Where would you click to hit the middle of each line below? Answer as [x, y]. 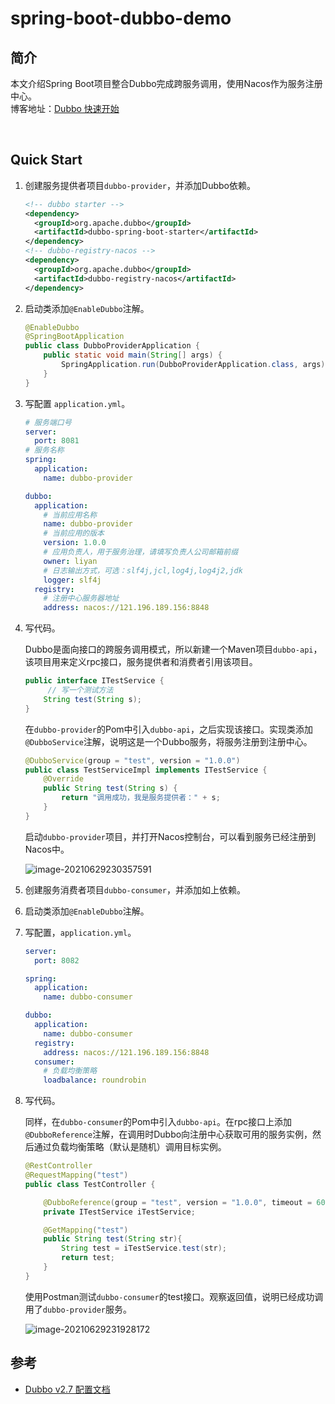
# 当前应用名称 [70, 515]
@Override [63, 779]
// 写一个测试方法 [80, 690]
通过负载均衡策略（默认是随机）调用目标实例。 [130, 1147]
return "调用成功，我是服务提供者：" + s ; [141, 798]
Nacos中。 [47, 849]
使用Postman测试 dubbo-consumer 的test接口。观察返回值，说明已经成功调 [174, 1296]
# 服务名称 [44, 450]
